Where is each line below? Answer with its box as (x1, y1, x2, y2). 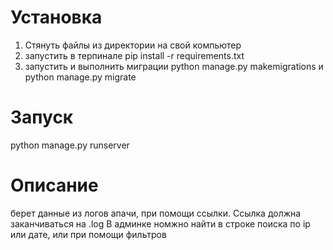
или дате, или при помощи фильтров (10, 228, 167, 240)
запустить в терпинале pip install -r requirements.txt (24, 49, 245, 61)
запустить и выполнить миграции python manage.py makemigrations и (24, 60, 324, 72)
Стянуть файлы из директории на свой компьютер (24, 39, 242, 51)
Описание (10, 174, 99, 197)
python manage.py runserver (10, 139, 130, 151)
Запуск (10, 106, 74, 129)
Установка (10, 6, 103, 29)
